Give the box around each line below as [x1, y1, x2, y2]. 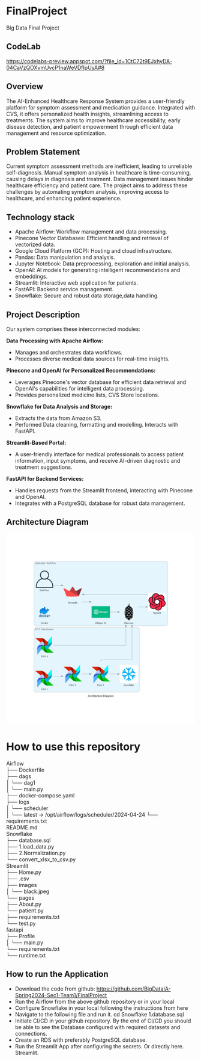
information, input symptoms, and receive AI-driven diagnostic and [14, 457, 181, 464]
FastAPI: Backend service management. [14, 286, 114, 293]
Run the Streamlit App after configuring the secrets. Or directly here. [14, 1042, 184, 1050]
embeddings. [14, 273, 48, 280]
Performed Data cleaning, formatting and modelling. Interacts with [14, 421, 179, 428]
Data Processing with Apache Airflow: [6, 337, 104, 344]
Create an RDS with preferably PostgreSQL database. [14, 1036, 147, 1044]
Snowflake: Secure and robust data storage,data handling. [14, 292, 159, 299]
